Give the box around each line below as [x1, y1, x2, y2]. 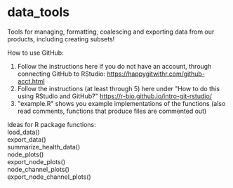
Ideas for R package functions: [7, 120, 96, 128]
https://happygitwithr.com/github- [107, 69, 206, 78]
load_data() [7, 128, 40, 136]
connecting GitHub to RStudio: [17, 69, 106, 78]
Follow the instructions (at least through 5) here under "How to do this [17, 84, 220, 93]
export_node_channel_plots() [7, 173, 91, 181]
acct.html [17, 76, 45, 85]
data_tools [7, 4, 70, 20]
